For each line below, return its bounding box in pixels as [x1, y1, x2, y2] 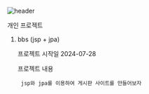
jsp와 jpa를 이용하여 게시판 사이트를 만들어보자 [20, 80, 142, 87]
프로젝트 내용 [17, 65, 54, 73]
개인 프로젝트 [7, 21, 43, 29]
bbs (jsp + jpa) [17, 35, 60, 43]
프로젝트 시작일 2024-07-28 [17, 50, 97, 58]
